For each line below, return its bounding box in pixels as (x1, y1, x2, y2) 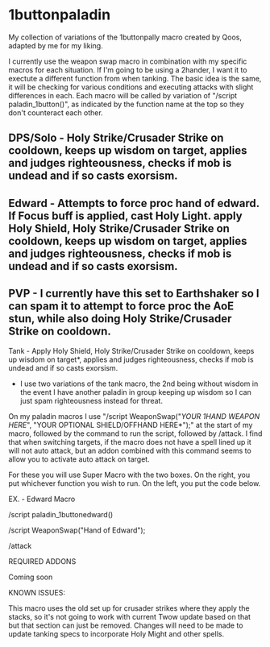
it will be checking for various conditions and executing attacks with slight (8, 82, 254, 92)
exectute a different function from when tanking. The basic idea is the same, (8, 73, 262, 83)
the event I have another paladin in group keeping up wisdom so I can (19, 387, 252, 396)
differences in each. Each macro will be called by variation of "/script (8, 90, 238, 100)
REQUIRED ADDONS (8, 556, 77, 566)
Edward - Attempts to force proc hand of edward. (8, 196, 260, 210)
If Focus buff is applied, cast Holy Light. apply (8, 209, 243, 222)
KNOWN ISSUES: (8, 587, 66, 597)
